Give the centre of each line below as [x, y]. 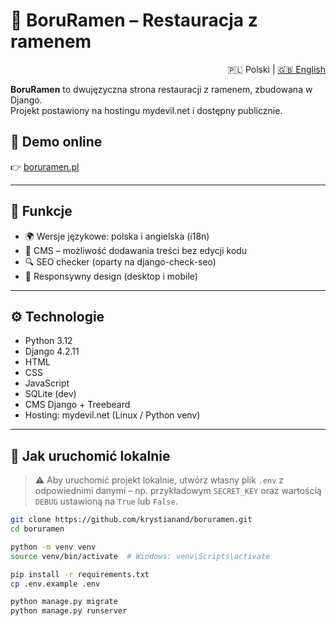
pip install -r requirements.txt [80, 574]
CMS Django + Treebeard [77, 405]
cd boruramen [37, 529]
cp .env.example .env [55, 584]
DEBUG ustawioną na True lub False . [106, 501]
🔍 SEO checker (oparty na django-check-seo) [120, 261]
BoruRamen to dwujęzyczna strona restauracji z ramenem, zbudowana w [161, 89]
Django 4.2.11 [52, 351]
